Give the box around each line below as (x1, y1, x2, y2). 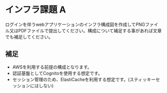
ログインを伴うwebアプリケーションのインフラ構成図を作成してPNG (5, 21, 146, 27)
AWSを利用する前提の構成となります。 (12, 64, 92, 70)
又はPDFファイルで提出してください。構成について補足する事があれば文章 (9, 27, 162, 33)
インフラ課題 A (5, 4, 66, 15)
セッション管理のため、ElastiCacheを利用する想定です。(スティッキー (12, 76, 156, 82)
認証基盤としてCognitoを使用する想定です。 (12, 70, 103, 76)
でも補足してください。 (5, 34, 53, 40)
